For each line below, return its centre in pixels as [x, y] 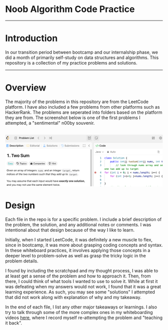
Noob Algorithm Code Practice [70, 9]
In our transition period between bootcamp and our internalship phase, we [82, 52]
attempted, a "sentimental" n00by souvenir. [50, 123]
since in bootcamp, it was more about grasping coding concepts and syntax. [84, 245]
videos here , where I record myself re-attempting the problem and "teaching [84, 318]
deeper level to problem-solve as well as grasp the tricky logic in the [75, 256]
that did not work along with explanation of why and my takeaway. [73, 297]
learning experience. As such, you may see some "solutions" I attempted [80, 292]
